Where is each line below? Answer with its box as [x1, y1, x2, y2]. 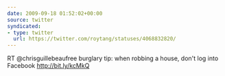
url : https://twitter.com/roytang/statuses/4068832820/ [13, 36, 176, 42]
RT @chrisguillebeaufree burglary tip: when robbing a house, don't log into [7, 54, 219, 62]
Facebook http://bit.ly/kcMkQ [7, 62, 90, 70]
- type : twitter [7, 29, 54, 36]
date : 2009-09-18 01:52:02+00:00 [7, 10, 103, 17]
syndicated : [7, 23, 41, 29]
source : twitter [7, 16, 54, 23]
